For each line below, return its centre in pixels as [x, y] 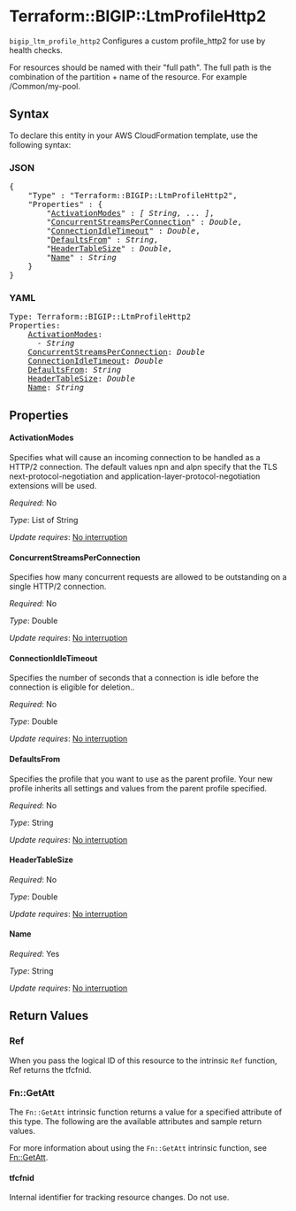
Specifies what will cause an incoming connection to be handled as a [135, 457]
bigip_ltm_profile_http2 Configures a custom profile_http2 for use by [137, 41]
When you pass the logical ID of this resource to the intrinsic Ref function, [143, 1061]
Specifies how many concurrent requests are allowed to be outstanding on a [148, 577]
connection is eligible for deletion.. [72, 687]
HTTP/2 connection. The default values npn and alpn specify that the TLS [144, 467]
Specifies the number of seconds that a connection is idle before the [134, 678]
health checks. [36, 50]
